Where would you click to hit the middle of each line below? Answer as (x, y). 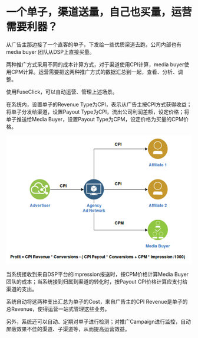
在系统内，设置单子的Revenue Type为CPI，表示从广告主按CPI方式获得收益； (99, 104)
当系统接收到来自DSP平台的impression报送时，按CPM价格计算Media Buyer (98, 274)
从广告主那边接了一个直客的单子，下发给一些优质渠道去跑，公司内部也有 (94, 44)
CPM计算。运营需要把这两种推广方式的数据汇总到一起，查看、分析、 (94, 72)
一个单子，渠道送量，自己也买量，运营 (99, 12)
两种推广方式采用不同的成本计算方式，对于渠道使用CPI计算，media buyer (95, 64)
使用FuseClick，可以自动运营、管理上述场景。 (62, 92)
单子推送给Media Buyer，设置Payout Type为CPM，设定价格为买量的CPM (95, 119)
